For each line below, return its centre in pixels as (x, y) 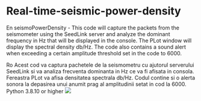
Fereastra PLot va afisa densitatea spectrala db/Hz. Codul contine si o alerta (101, 78)
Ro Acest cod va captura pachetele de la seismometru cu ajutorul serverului (100, 65)
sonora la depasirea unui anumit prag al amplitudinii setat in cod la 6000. (96, 84)
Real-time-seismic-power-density (94, 11)
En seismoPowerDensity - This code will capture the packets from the (93, 28)
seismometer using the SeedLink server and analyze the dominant (88, 34)
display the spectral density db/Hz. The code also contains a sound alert (96, 47)
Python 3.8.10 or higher (35, 91)
